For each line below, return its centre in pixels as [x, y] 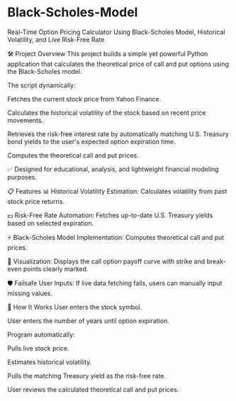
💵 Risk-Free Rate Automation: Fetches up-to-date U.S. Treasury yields [110, 215]
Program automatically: [41, 334]
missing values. [30, 293]
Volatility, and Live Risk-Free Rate [56, 39]
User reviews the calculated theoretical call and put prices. [93, 389]
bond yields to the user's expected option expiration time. [91, 141]
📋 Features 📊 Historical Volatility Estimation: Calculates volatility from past [117, 191]
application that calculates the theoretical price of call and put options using [118, 64]
